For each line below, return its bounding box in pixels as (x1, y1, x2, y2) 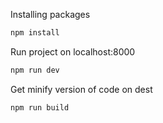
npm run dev (10, 65, 60, 75)
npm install (10, 28, 60, 38)
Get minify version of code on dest (10, 83, 153, 95)
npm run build (10, 102, 70, 113)
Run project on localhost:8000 (10, 45, 136, 58)
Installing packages (10, 9, 91, 20)
